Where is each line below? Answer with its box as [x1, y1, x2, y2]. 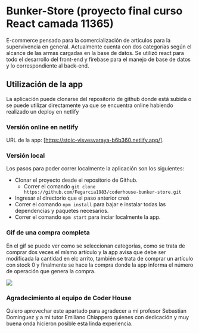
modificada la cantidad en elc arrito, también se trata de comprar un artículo [6, 255, 194, 262]
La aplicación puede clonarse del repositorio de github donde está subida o [6, 95, 192, 102]
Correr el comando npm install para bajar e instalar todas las [14, 201, 166, 208]
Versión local [6, 151, 45, 160]
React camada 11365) [6, 17, 114, 30]
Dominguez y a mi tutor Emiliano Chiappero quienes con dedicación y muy [6, 313, 189, 320]
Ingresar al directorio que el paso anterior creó [14, 194, 129, 201]
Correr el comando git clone [23, 183, 96, 190]
